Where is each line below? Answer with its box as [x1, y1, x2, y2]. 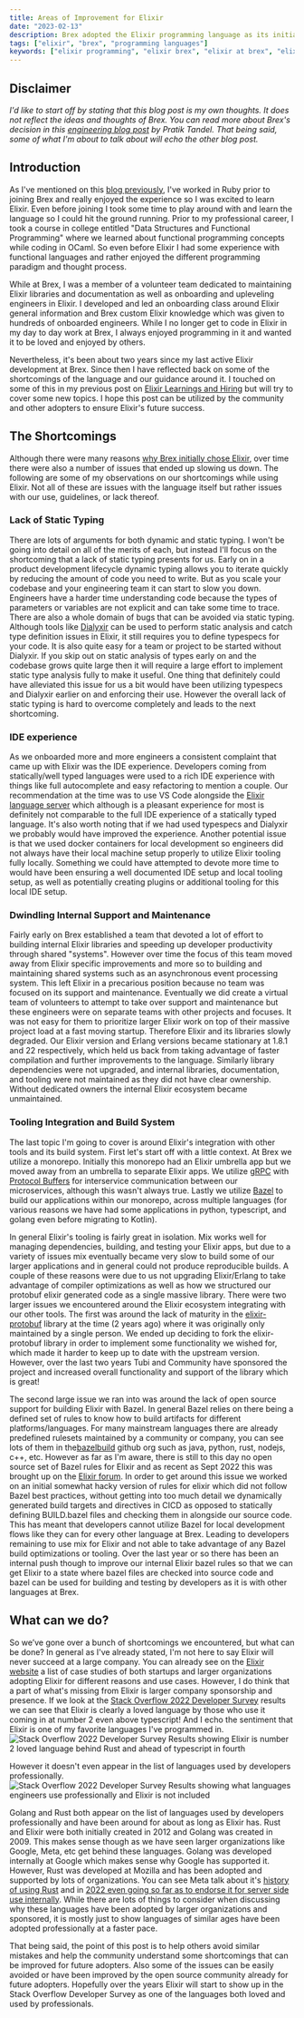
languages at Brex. [9, 1586, 80, 1597]
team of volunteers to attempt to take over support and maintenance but [9, 997, 279, 1008]
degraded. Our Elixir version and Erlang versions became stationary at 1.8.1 [9, 1035, 288, 1046]
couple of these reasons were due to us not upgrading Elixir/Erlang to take [9, 1269, 287, 1280]
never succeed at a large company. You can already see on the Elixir [9, 1656, 265, 1667]
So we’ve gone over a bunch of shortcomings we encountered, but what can [9, 1637, 295, 1648]
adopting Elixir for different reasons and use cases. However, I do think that [9, 1675, 290, 1686]
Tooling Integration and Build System [9, 1116, 176, 1129]
